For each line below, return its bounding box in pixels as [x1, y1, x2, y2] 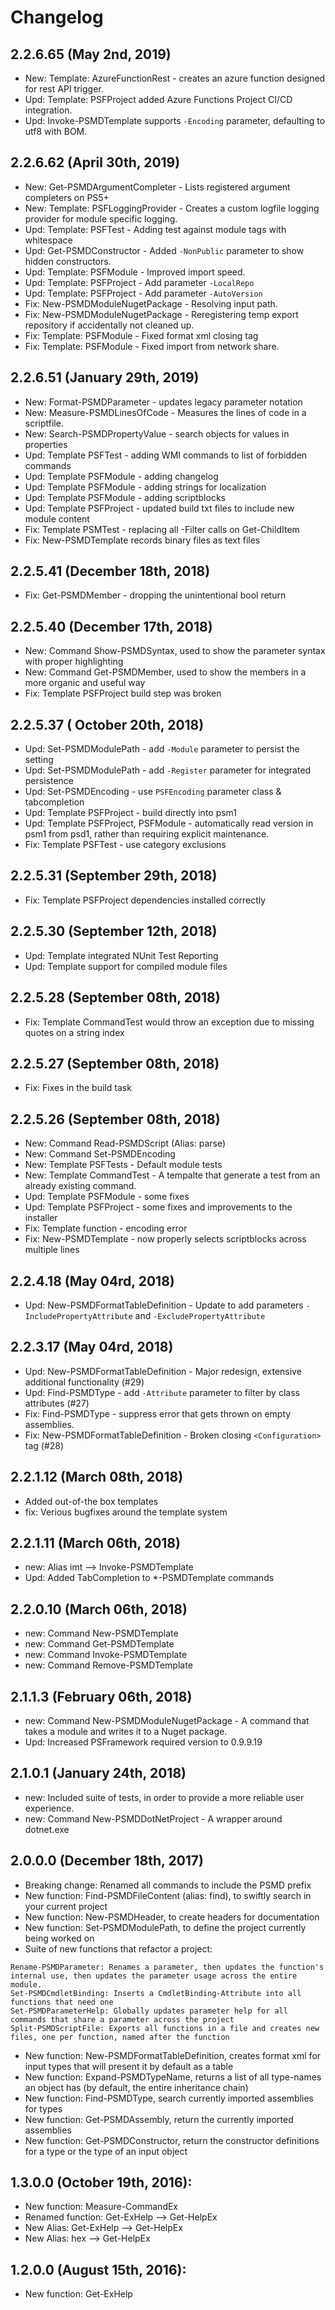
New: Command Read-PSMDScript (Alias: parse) [24, 1137, 227, 1150]
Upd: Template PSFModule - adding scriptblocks [24, 491, 226, 503]
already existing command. [24, 1180, 137, 1192]
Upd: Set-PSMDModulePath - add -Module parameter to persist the [24, 743, 300, 755]
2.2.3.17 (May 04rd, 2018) [10, 1339, 174, 1356]
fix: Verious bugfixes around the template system [24, 1506, 228, 1518]
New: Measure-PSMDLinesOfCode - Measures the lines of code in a [24, 406, 307, 418]
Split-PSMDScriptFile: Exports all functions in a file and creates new [10, 2023, 320, 2033]
